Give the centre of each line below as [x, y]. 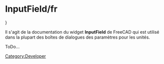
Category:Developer [26, 56]
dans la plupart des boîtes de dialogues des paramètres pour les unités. [78, 37]
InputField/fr [31, 9]
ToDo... [12, 46]
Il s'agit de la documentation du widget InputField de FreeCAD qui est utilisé [82, 32]
